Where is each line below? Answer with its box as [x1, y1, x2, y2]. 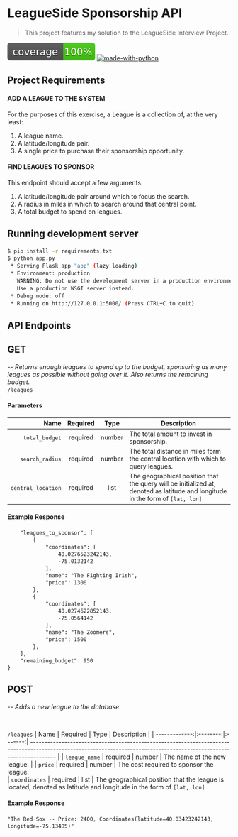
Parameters [7, 401, 42, 410]
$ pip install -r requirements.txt [7, 247, 113, 255]
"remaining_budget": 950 [20, 657, 93, 664]
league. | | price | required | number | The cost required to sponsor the [7, 760, 214, 768]
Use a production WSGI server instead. [16, 285, 135, 292]
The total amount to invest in [129, 430, 212, 438]
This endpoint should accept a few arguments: [7, 178, 143, 187]
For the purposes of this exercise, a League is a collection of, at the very [7, 110, 218, 119]
